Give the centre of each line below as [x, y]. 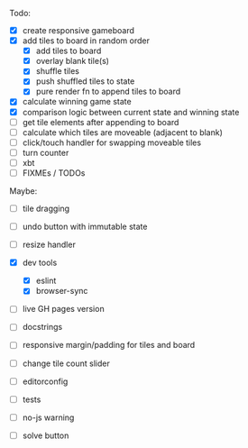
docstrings [42, 327]
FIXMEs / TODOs [54, 173]
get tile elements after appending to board [101, 122]
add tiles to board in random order [86, 41]
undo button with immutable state [85, 226]
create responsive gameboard [78, 30]
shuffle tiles [57, 71]
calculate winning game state [77, 102]
